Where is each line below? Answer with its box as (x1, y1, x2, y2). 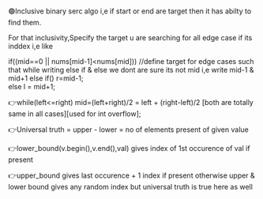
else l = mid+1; (8, 82, 55, 91)
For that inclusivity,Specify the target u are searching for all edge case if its (8, 33, 253, 42)
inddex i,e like (8, 42, 54, 51)
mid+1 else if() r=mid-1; (8, 73, 85, 83)
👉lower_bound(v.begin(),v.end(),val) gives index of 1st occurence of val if (8, 144, 250, 152)
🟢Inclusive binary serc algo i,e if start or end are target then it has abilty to (8, 6, 252, 16)
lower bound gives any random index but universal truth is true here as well (8, 182, 253, 191)
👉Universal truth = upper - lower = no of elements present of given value (8, 125, 249, 134)
